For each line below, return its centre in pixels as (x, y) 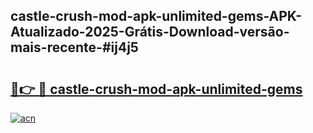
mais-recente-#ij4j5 (74, 47)
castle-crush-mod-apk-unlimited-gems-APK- (156, 16)
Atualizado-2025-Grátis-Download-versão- (150, 32)
